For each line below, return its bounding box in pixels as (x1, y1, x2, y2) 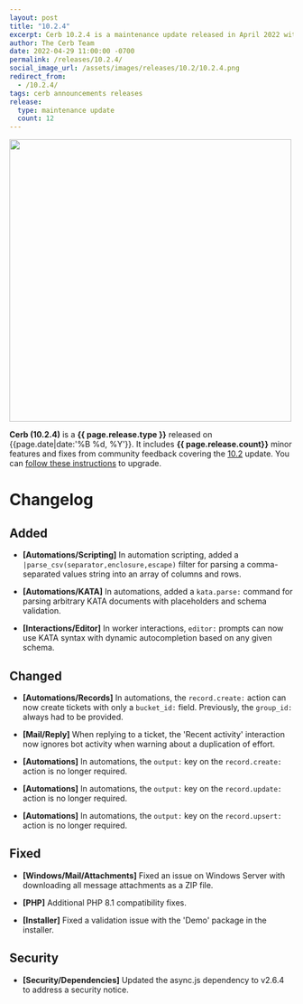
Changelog (9, 490, 94, 511)
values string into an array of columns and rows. (62, 568, 242, 579)
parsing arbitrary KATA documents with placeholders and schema (22, 596, 268, 606)
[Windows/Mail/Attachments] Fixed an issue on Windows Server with (22, 869, 286, 881)
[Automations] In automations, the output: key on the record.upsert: (22, 810, 282, 821)
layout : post (9, 13, 59, 23)
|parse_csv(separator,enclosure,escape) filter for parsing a (22, 559, 245, 570)
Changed (9, 668, 62, 683)
